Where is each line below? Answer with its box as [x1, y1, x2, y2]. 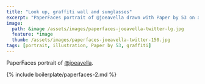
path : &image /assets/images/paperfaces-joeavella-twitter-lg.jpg [12, 25, 184, 32]
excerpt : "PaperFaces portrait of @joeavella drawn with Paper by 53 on [6, 15, 195, 21]
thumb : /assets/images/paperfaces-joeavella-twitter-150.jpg [12, 37, 171, 43]
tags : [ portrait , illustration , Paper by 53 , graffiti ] [6, 43, 151, 49]
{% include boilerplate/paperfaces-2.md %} [6, 71, 117, 78]
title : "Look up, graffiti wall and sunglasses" [6, 8, 132, 15]
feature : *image [12, 31, 53, 37]
